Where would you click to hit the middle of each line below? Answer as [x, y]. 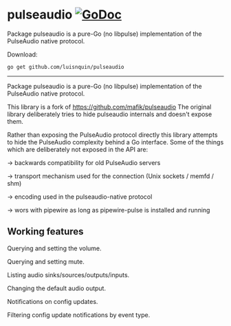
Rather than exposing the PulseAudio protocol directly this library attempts [112, 135]
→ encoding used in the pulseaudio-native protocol [80, 197]
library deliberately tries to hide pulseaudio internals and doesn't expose [110, 114]
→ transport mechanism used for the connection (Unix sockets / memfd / [111, 176]
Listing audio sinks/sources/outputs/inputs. [68, 274]
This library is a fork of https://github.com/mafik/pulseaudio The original [109, 107]
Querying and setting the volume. [54, 248]
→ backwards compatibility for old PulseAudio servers [84, 162]
